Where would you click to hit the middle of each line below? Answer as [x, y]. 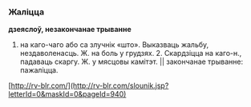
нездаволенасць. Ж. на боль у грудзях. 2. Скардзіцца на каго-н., [131, 53]
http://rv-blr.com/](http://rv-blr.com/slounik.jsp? [90, 85]
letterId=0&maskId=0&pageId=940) [67, 94]
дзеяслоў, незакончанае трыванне [70, 30]
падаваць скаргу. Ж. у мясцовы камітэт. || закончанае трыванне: [131, 61]
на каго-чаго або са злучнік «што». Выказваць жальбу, [114, 45]
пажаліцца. [39, 70]
